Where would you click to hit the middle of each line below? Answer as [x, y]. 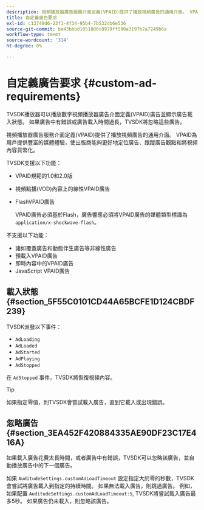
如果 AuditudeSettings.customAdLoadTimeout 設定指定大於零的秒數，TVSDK [100, 478]
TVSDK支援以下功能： [34, 162]
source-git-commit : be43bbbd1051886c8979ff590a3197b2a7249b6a [87, 29]
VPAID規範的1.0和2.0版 [44, 176]
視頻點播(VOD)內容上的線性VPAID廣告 [63, 189]
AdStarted [28, 352]
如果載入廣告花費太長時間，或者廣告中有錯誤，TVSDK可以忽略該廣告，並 [98, 458]
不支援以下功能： [28, 235]
